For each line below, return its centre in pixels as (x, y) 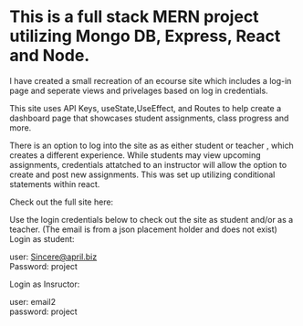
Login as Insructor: (45, 284)
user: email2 (33, 301)
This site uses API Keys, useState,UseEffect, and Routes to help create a (146, 108)
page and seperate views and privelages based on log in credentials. (139, 90)
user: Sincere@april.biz (53, 257)
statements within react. (55, 184)
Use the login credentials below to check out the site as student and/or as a (151, 219)
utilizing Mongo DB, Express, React (145, 36)
